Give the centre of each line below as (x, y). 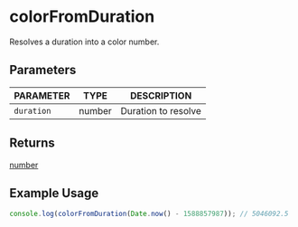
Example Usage (54, 193)
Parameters (43, 70)
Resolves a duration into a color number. (84, 42)
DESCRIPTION (161, 95)
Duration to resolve (161, 110)
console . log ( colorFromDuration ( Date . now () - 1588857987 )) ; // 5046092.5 (149, 214)
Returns (33, 143)
